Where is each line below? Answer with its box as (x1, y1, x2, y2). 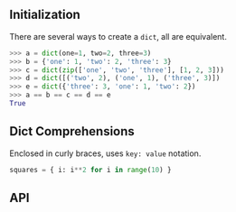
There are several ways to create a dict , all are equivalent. (9, 31, 228, 41)
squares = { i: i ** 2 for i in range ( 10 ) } (9, 165, 172, 174)
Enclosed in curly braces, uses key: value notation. (9, 148, 202, 159)
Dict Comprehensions (9, 124, 136, 139)
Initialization (9, 7, 81, 23)
